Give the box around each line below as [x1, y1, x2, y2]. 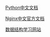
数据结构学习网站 [5, 26, 41, 32]
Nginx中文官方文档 [5, 15, 45, 22]
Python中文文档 [5, 5, 38, 10]
